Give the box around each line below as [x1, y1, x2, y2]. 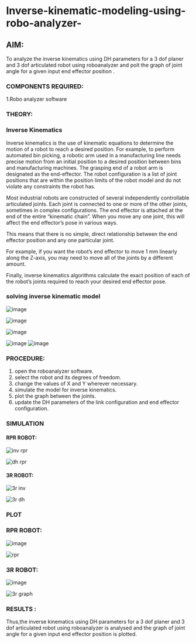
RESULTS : [6, 604, 37, 613]
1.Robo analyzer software [6, 95, 67, 103]
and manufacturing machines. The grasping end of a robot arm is [6, 164, 163, 171]
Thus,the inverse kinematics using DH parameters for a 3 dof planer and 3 [6, 618, 185, 625]
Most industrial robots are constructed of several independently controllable [6, 194, 190, 201]
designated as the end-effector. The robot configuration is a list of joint [6, 170, 177, 177]
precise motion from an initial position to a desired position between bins [6, 158, 181, 165]
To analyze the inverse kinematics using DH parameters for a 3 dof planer [6, 56, 184, 62]
